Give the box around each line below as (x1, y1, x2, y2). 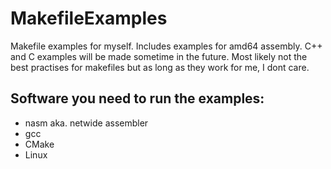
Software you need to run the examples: (10, 90, 265, 107)
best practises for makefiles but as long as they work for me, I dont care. (10, 61, 310, 73)
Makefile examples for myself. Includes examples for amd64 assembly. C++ (10, 40, 323, 52)
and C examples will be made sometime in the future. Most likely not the (10, 50, 308, 62)
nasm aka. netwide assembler (24, 117, 149, 129)
